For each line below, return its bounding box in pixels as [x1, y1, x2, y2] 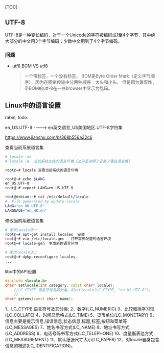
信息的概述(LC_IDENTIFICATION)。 [5, 343, 75, 349]
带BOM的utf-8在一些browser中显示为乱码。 [24, 85, 113, 91]
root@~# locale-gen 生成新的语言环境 [5, 241, 78, 246]
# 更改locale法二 [5, 250, 38, 255]
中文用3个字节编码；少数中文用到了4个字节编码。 [22, 38, 122, 44]
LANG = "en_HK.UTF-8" [5, 203, 45, 208]
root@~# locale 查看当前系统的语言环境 [5, 168, 78, 173]
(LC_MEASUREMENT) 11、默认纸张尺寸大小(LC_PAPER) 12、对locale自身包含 [5, 337, 160, 343]
